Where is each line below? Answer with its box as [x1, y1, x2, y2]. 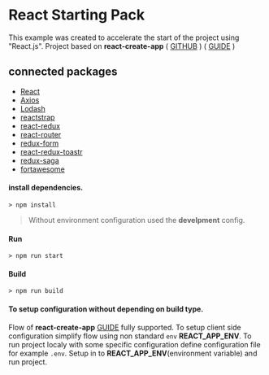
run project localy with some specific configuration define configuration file [8, 339, 262, 349]
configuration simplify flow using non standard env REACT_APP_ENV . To [8, 331, 252, 341]
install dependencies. [8, 183, 84, 193]
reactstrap [20, 112, 55, 122]
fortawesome [20, 164, 65, 174]
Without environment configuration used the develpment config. [28, 215, 245, 225]
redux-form [20, 138, 59, 148]
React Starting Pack [8, 6, 145, 24]
